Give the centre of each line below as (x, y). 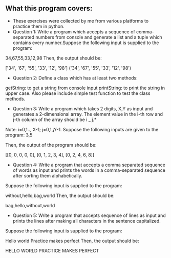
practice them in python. (39, 26)
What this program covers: (49, 8)
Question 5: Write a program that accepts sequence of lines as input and (89, 215)
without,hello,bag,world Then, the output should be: (60, 195)
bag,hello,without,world (30, 205)
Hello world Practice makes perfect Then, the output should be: (72, 241)
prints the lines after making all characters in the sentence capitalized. (87, 221)
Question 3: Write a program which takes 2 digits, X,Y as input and (83, 108)
